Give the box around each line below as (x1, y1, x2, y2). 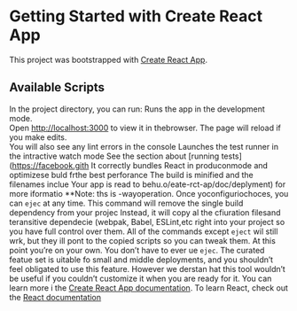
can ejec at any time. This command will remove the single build (9, 198, 244, 208)
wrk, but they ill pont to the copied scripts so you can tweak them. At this (9, 235, 277, 245)
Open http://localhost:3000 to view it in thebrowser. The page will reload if (9, 122, 282, 133)
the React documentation (9, 292, 102, 302)
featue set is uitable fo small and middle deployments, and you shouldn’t (9, 254, 273, 265)
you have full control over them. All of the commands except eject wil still (9, 226, 278, 237)
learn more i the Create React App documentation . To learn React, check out (9, 282, 288, 293)
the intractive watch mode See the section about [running (9, 151, 220, 161)
